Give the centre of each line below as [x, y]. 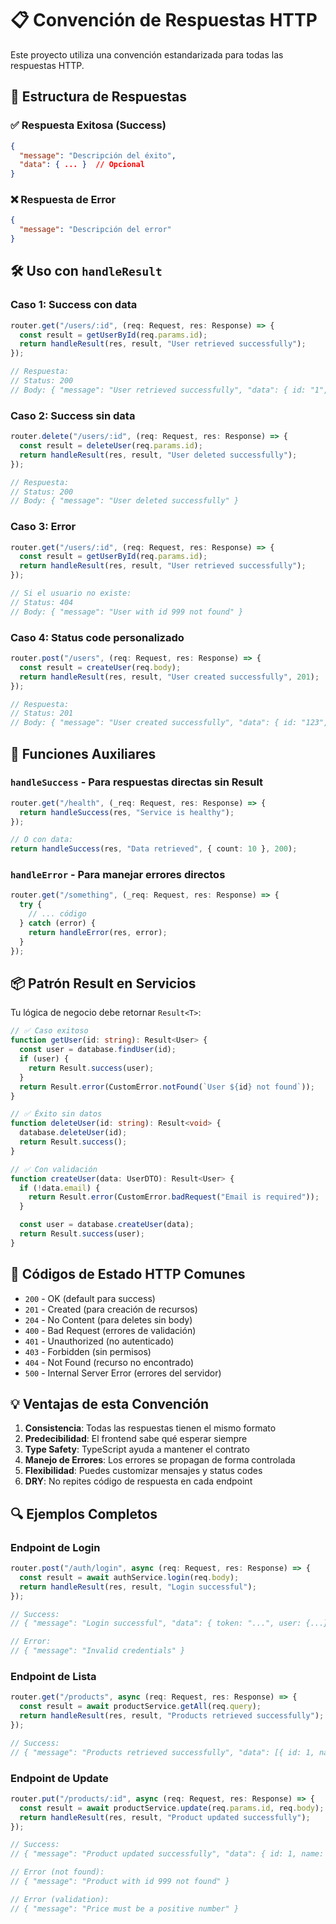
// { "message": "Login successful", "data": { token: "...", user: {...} [169, 1623]
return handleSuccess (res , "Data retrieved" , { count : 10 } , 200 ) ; [154, 849]
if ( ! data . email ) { [60, 1188]
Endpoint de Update [59, 1778]
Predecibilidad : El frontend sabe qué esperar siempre [136, 1439]
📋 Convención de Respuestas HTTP [164, 20]
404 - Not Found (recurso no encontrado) [109, 1362]
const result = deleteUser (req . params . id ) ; [111, 446]
